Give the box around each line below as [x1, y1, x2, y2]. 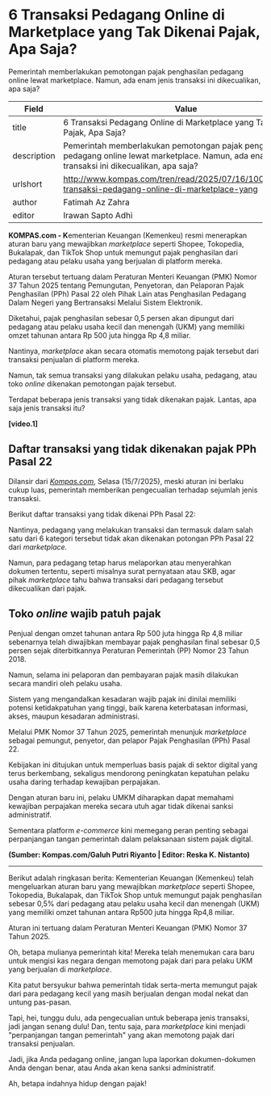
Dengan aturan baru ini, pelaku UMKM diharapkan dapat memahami [8, 792, 234, 802]
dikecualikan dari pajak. [8, 584, 87, 593]
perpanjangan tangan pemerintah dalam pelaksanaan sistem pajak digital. [8, 834, 253, 844]
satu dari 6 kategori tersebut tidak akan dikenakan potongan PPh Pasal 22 [8, 533, 254, 543]
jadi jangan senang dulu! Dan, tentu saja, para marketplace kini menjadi [8, 1021, 246, 1031]
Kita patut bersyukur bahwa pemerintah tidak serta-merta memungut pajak [8, 980, 258, 989]
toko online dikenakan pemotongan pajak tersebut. [8, 378, 177, 389]
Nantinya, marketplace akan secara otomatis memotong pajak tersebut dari [8, 346, 260, 356]
